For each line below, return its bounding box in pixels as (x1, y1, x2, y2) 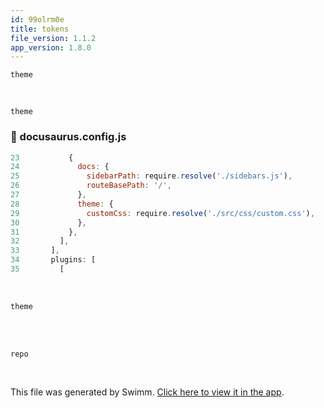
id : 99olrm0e (10, 14, 65, 25)
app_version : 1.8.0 (10, 42, 92, 53)
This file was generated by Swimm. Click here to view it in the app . (10, 386, 285, 398)
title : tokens (10, 24, 70, 34)
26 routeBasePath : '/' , (10, 181, 172, 191)
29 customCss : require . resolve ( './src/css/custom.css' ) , (10, 208, 315, 218)
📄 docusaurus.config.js (10, 130, 127, 144)
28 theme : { (10, 199, 114, 209)
